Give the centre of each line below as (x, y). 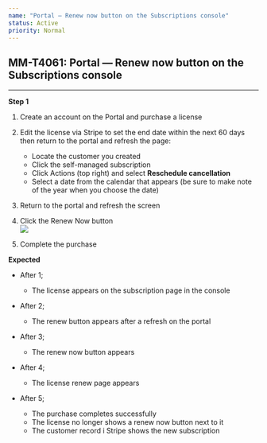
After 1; (31, 275)
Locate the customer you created (86, 157)
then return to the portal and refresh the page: (95, 141)
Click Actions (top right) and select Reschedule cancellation (131, 173)
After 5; (32, 398)
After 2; (32, 306)
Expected (25, 260)
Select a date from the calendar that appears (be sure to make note (142, 182)
